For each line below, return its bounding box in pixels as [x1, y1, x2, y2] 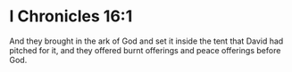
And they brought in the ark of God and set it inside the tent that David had [9, 36, 284, 46]
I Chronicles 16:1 [9, 6, 133, 27]
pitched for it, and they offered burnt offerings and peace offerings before [9, 44, 281, 55]
